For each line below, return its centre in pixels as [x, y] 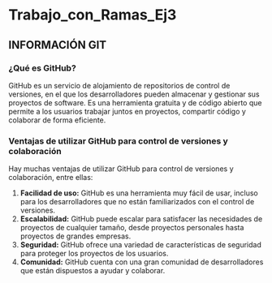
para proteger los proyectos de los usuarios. [94, 254]
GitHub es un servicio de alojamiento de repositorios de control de [119, 85]
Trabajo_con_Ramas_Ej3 [93, 15]
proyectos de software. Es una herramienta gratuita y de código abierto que [135, 102]
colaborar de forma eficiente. [57, 120]
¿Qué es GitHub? [43, 68]
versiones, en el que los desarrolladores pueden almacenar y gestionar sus [134, 94]
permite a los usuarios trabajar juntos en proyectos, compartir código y [127, 111]
